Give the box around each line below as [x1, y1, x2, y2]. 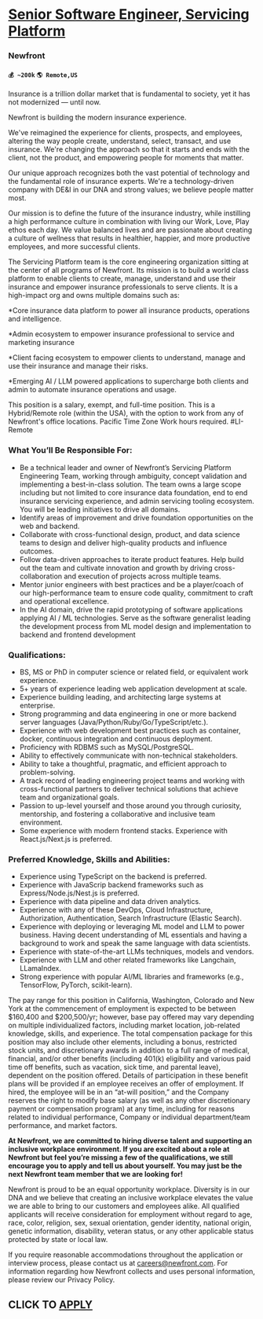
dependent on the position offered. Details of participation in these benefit [8, 1071, 249, 1080]
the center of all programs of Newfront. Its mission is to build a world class [8, 266, 250, 275]
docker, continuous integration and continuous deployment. [19, 733, 214, 744]
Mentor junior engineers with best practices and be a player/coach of [19, 579, 244, 589]
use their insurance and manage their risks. [8, 362, 148, 371]
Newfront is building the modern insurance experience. [8, 112, 187, 123]
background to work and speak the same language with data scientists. [19, 939, 251, 948]
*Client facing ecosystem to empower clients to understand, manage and [8, 353, 246, 362]
